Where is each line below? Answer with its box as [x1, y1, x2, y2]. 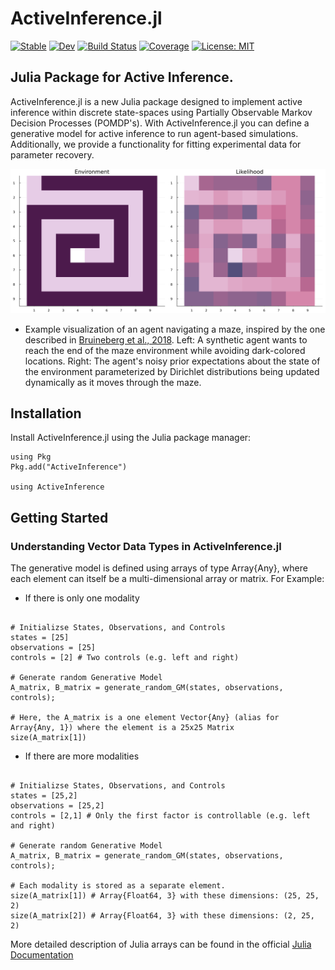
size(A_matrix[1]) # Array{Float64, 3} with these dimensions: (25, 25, [10, 891, 320, 901]
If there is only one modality [24, 592, 140, 604]
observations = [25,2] [10, 801, 105, 811]
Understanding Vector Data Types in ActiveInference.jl [10, 539, 282, 553]
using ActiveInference [10, 482, 105, 492]
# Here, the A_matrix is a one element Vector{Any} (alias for [10, 713, 280, 723]
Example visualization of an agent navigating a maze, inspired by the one [24, 323, 326, 335]
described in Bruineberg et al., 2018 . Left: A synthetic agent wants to [24, 333, 308, 346]
